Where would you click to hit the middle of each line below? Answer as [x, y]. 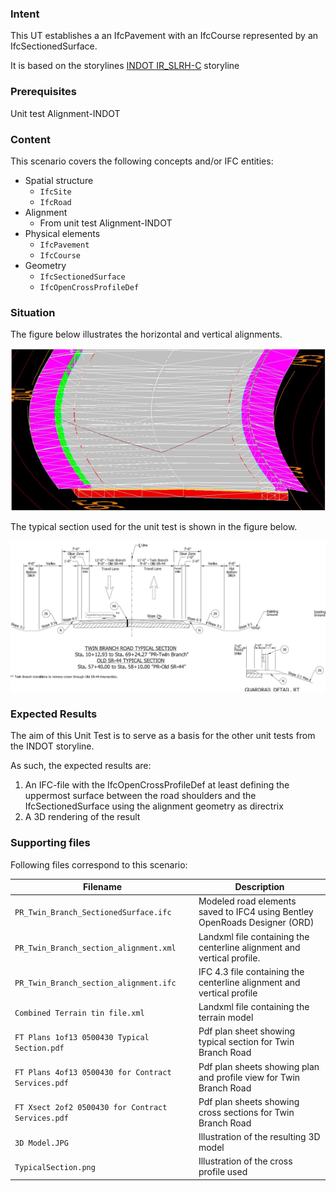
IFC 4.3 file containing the [251, 971]
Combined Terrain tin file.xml [79, 1013]
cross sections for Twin [246, 1112]
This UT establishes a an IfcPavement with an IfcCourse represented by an [164, 36]
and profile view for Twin [249, 1077]
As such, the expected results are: [81, 766]
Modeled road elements [247, 901]
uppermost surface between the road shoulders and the [140, 796]
